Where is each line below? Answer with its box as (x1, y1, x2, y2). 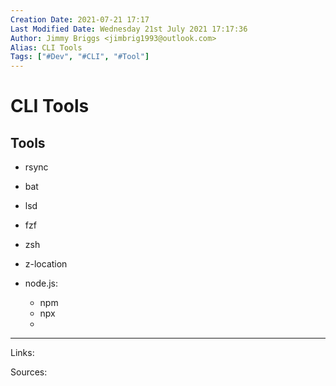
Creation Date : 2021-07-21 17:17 (10, 14, 150, 25)
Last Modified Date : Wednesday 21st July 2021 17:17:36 (10, 24, 248, 34)
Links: (10, 347, 35, 359)
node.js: (24, 277, 59, 290)
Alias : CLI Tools (10, 42, 83, 53)
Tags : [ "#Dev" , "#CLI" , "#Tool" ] (10, 52, 150, 62)
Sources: (10, 366, 48, 378)
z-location (24, 258, 68, 270)
